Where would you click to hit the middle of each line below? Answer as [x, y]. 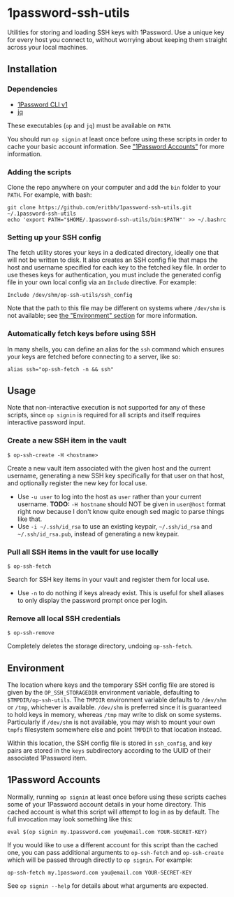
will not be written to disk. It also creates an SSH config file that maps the [112, 260]
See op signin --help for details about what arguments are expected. [108, 885]
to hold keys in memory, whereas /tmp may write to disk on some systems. [115, 715]
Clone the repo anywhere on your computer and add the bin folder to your [114, 187]
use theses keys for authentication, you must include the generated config [114, 275]
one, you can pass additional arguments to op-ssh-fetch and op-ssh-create [116, 852]
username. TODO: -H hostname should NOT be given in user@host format [121, 504]
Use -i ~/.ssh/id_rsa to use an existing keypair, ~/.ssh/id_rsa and [115, 526]
